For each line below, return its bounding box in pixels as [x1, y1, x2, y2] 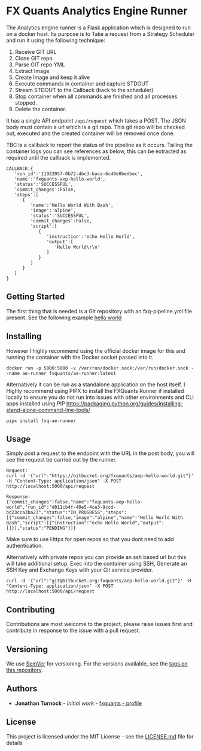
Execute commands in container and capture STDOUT [14, 80, 149, 87]
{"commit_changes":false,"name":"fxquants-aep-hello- [6, 499, 144, 505]
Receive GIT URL [14, 48, 57, 55]
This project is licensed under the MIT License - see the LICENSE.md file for [6, 732, 194, 740]
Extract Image [14, 67, 50, 74]
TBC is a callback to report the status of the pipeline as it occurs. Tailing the [6, 141, 193, 148]
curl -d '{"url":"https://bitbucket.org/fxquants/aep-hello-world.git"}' [6, 473, 194, 479]
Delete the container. [14, 105, 67, 112]
